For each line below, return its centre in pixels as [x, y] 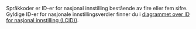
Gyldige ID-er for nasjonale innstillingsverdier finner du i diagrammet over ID [98, 14]
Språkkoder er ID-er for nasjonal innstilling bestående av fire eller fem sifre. [97, 8]
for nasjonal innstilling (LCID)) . [42, 20]
